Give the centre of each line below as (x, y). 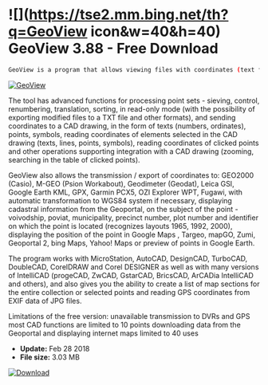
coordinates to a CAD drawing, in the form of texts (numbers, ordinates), (127, 126)
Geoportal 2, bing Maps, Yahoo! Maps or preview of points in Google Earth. (132, 243)
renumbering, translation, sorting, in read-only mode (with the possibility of (132, 108)
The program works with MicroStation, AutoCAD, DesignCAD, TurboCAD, (128, 258)
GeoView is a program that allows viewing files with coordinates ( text (132, 69)
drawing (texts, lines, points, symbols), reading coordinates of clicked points (134, 143)
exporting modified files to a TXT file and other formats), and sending (122, 117)
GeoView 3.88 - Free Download (114, 49)
